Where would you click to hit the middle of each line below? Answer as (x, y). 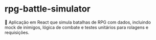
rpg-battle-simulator (48, 9)
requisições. (17, 32)
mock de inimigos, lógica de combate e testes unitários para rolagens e (77, 27)
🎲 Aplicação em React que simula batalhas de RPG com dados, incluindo (78, 22)
